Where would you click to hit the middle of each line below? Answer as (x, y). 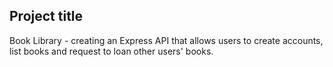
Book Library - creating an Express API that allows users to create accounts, (166, 40)
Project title (46, 16)
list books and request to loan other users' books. (111, 51)
